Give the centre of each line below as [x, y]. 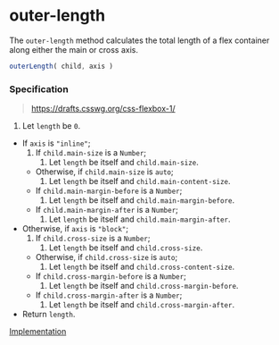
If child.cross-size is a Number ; [93, 239]
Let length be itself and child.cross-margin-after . [141, 305]
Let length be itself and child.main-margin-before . [141, 200]
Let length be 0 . [51, 126]
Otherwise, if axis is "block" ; [75, 229]
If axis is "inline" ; [56, 143]
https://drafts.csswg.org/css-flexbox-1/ [103, 109]
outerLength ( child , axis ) [62, 66]
